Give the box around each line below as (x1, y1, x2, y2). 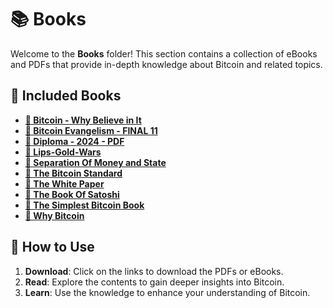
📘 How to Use (10, 239, 95, 256)
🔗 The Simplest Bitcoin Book (24, 199, 145, 211)
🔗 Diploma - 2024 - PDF (24, 135, 125, 147)
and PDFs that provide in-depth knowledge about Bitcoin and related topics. (10, 58, 323, 70)
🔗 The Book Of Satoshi (24, 188, 120, 200)
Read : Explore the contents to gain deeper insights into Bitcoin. (24, 276, 285, 288)
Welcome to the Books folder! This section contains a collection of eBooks (10, 47, 318, 60)
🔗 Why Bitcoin (24, 209, 85, 221)
